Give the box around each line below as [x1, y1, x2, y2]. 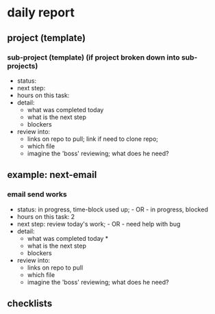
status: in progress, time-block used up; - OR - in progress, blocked [16, 205, 209, 213]
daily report [7, 5, 75, 21]
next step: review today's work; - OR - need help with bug [16, 220, 181, 228]
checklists [7, 298, 53, 309]
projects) [7, 61, 38, 70]
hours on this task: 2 [16, 212, 75, 220]
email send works [7, 189, 67, 199]
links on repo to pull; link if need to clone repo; [27, 135, 159, 143]
